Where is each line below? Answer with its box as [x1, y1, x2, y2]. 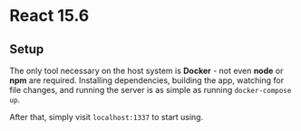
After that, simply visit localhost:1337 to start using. [9, 112, 204, 122]
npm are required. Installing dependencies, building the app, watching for [9, 75, 284, 86]
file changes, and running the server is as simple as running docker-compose [9, 85, 292, 95]
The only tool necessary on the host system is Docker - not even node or [9, 65, 284, 76]
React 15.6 [9, 5, 90, 26]
